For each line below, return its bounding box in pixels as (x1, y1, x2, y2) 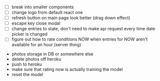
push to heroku (11, 61, 42, 67)
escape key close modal (11, 20, 60, 26)
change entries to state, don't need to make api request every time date (11, 26, 156, 32)
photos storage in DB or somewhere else (11, 51, 93, 57)
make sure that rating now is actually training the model (11, 67, 123, 72)
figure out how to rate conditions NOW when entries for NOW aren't (11, 36, 148, 42)
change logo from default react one (11, 10, 83, 15)
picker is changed (11, 31, 48, 37)
